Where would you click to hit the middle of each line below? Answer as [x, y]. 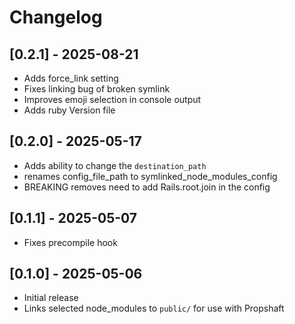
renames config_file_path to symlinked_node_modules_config [150, 176]
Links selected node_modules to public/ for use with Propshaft [154, 308]
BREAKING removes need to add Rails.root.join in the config [147, 187]
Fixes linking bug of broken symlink [97, 89]
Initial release [51, 298]
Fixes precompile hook [70, 242]
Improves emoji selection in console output [112, 99]
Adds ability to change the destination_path [115, 165]
